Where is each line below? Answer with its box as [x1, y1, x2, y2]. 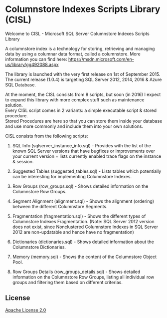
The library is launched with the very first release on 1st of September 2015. [5, 71, 161, 77]
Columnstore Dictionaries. [12, 244, 66, 250]
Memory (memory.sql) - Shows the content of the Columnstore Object [12, 254, 157, 260]
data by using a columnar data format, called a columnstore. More [5, 51, 141, 57]
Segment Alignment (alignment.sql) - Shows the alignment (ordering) [12, 198, 155, 204]
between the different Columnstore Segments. [12, 203, 108, 209]
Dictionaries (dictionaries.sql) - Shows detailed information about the [12, 239, 155, 245]
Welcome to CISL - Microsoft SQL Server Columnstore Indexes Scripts [5, 30, 150, 36]
